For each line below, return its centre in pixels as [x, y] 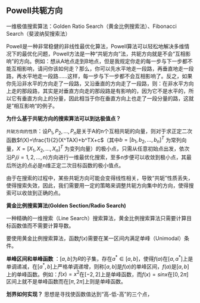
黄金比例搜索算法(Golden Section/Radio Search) [66, 206]
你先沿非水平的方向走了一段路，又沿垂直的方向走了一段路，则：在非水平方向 [100, 83]
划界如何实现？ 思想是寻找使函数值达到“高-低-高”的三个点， [79, 294]
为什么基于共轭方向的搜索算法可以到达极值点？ [63, 118]
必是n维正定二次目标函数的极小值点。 [78, 165]
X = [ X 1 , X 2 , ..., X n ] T [40, 149]
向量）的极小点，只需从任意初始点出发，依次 [135, 148]
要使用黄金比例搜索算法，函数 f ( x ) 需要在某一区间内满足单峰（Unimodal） [95, 238]
